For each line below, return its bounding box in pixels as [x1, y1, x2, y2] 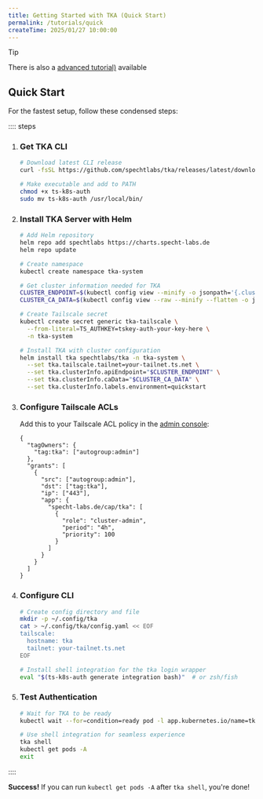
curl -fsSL [19, 166, 56, 174]
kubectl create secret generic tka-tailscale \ [19, 318, 178, 326]
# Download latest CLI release [19, 159, 122, 167]
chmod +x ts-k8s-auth [19, 188, 90, 196]
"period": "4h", [61, 524, 115, 532]
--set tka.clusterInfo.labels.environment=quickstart [27, 383, 206, 391]
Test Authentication [19, 691, 98, 702]
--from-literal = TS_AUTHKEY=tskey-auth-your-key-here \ [27, 325, 210, 333]
